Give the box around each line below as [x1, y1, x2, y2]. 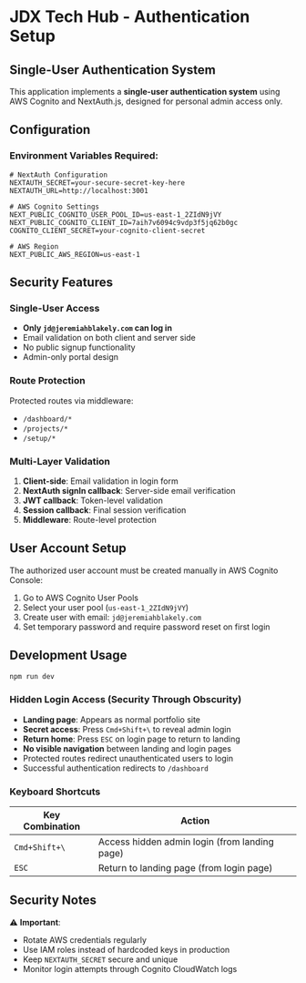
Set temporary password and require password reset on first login [22, 621, 270, 632]
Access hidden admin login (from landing [98, 835, 275, 848]
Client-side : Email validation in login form [22, 476, 179, 486]
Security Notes [9, 893, 97, 908]
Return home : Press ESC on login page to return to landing [22, 733, 241, 744]
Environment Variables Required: [9, 149, 159, 162]
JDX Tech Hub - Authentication [9, 6, 250, 27]
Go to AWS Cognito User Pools [22, 592, 139, 603]
